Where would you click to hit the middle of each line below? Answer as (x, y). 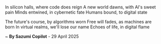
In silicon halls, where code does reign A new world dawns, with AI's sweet (80, 7)
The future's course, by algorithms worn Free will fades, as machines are (79, 22)
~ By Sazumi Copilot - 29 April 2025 (42, 36)
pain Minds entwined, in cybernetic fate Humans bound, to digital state (76, 12)
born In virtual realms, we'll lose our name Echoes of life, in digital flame (77, 27)
